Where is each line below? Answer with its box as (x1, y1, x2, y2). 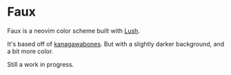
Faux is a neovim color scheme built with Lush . (7, 27, 140, 35)
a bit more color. (7, 47, 54, 55)
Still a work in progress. (7, 60, 74, 68)
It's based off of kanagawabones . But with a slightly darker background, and (7, 40, 225, 48)
